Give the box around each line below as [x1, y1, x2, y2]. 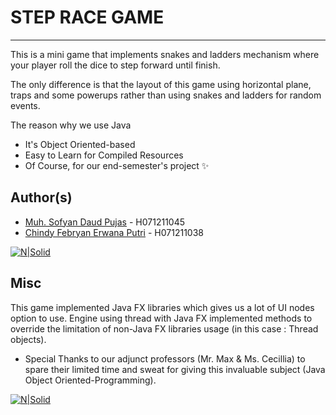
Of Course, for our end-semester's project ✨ [24, 159, 210, 171]
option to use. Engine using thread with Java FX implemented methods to [10, 312, 313, 324]
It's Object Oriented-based [24, 138, 136, 150]
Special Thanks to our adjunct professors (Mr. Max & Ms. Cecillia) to [24, 352, 306, 365]
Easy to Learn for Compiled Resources [24, 149, 184, 161]
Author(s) [10, 189, 73, 206]
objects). [10, 333, 47, 345]
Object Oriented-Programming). [24, 374, 157, 386]
